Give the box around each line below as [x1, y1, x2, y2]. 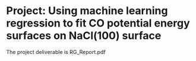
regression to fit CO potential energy [6, 16, 190, 30]
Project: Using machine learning [6, 4, 168, 18]
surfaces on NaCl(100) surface [6, 29, 162, 42]
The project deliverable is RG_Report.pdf [6, 48, 106, 55]
